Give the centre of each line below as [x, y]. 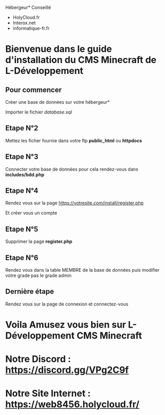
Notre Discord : [38, 359]
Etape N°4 [22, 191]
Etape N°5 [22, 229]
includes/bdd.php [25, 175]
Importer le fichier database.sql [39, 112]
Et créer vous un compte [31, 213]
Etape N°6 [22, 258]
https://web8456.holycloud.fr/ [73, 404]
